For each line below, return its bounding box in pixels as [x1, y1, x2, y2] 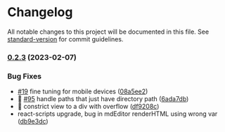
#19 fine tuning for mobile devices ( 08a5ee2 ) [17, 87, 148, 95]
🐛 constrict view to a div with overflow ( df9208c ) [17, 103, 160, 111]
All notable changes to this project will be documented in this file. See [7, 27, 210, 36]
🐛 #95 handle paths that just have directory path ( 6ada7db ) [17, 95, 189, 103]
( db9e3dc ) [17, 117, 49, 126]
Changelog [7, 4, 73, 20]
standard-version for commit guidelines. [7, 34, 124, 43]
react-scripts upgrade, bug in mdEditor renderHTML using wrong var [17, 110, 218, 118]
